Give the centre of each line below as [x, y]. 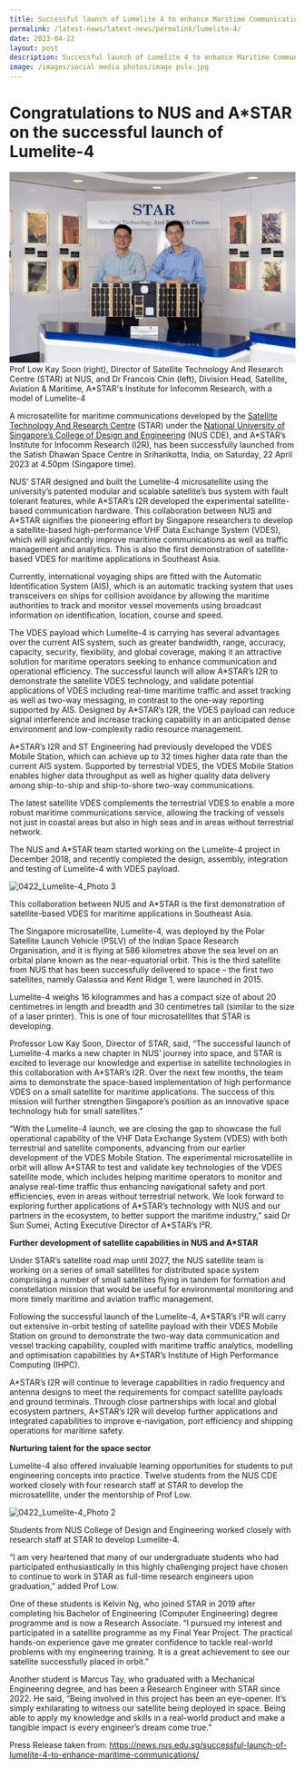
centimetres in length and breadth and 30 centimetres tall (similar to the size [152, 1006]
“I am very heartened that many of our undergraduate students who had [144, 1556]
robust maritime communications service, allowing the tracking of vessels [147, 812]
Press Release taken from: [59, 1744]
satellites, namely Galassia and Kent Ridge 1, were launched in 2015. [136, 979]
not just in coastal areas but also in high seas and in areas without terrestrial [152, 822]
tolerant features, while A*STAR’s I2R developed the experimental [132, 500]
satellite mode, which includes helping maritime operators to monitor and [146, 1177]
